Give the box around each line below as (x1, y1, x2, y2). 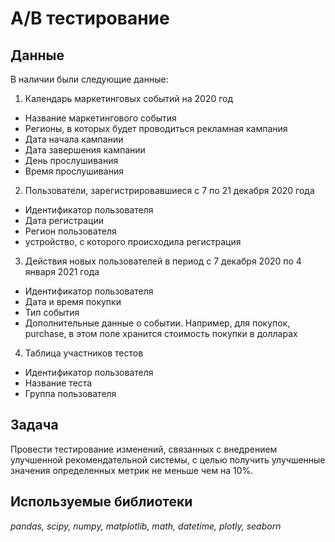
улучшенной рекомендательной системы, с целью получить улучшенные (10, 453, 326, 466)
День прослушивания (24, 155, 119, 166)
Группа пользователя (24, 388, 117, 399)
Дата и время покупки (24, 296, 122, 307)
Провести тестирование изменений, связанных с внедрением (10, 443, 278, 455)
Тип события (24, 307, 80, 318)
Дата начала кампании (24, 133, 124, 145)
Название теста (24, 377, 93, 389)
